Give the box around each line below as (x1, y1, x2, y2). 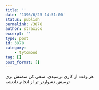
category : (5, 45, 27, 50)
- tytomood (14, 50, 38, 55)
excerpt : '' (5, 31, 31, 36)
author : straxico (5, 26, 43, 32)
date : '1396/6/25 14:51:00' (5, 12, 66, 17)
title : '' (5, 7, 27, 13)
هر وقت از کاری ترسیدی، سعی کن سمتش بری (5, 73, 94, 79)
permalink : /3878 (5, 21, 43, 27)
